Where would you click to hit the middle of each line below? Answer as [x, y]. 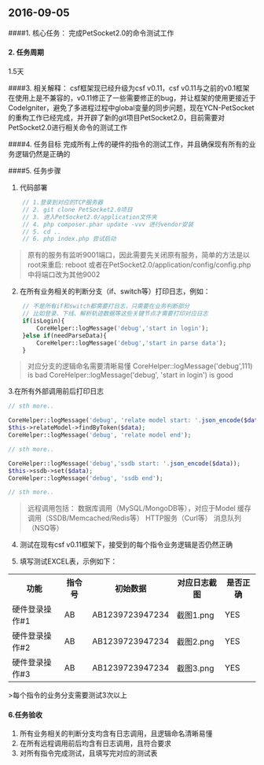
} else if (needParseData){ [65, 335]
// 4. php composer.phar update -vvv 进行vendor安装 [108, 224]
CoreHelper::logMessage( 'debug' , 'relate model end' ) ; [100, 435]
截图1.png [195, 615]
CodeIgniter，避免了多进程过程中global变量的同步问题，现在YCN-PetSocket [131, 108]
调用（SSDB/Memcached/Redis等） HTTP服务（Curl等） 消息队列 [134, 518]
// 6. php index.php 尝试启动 [69, 239]
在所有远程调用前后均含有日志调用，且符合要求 [95, 744]
